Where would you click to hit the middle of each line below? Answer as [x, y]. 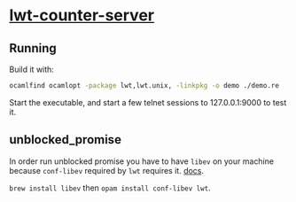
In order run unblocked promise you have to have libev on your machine [142, 161]
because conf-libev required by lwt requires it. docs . [107, 170]
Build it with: [32, 69]
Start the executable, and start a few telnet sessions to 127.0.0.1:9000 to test [148, 102]
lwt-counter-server [82, 16]
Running [33, 48]
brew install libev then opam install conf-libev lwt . [110, 188]
